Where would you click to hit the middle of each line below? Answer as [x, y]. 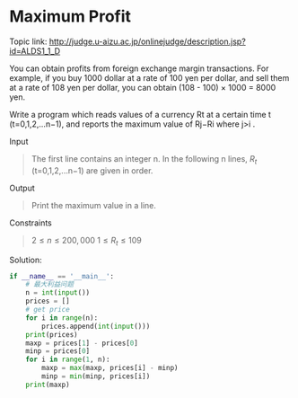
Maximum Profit [70, 17]
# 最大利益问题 [50, 285]
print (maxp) [48, 385]
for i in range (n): [62, 318]
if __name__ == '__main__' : [62, 276]
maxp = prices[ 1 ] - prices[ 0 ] [82, 343]
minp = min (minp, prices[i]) [96, 376]
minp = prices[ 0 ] [58, 351]
